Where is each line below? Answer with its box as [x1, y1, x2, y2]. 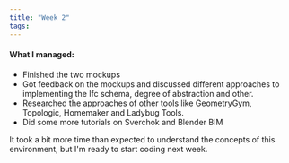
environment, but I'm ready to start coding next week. [9, 143, 208, 154]
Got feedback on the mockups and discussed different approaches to [22, 78, 280, 90]
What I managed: [9, 49, 74, 60]
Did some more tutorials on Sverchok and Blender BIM [22, 116, 223, 127]
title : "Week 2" [9, 13, 70, 22]
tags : [9, 21, 30, 30]
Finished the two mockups [22, 69, 121, 80]
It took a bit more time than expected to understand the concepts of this [9, 133, 276, 144]
